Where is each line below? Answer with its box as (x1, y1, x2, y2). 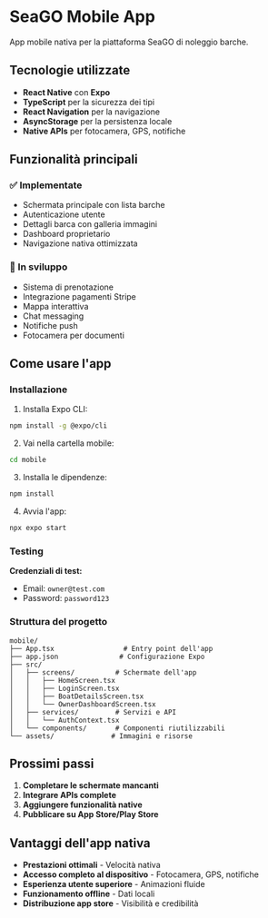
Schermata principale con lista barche (22, 200, 165, 211)
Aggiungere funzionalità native (22, 799, 143, 810)
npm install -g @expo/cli (9, 421, 107, 430)
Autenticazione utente (22, 209, 106, 220)
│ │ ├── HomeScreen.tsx (9, 676, 116, 685)
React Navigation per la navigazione (22, 106, 161, 117)
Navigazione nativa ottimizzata (22, 238, 138, 249)
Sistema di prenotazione (22, 281, 114, 292)
